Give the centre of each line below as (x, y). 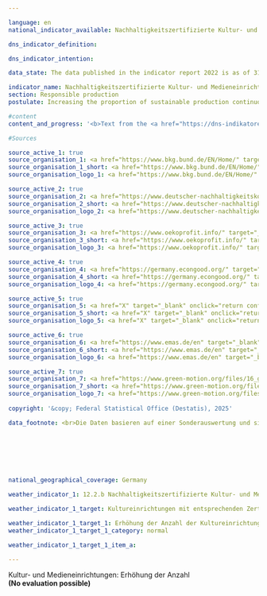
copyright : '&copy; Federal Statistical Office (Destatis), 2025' (120, 408)
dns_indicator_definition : (53, 45)
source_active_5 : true (46, 299)
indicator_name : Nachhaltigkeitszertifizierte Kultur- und (108, 87)
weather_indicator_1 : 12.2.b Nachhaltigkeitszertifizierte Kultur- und (129, 495)
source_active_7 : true (46, 372)
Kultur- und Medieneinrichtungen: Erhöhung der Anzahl (99, 575)
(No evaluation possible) (50, 583)
